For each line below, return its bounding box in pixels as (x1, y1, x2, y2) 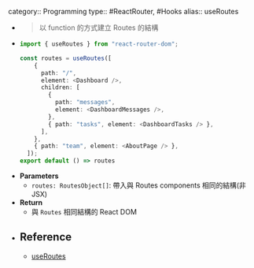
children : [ (40, 84, 80, 91)
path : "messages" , (54, 99, 116, 106)
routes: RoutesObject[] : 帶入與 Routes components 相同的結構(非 (31, 181, 246, 190)
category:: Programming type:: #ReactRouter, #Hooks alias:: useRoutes (8, 7, 239, 16)
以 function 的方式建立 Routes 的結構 (39, 23, 159, 32)
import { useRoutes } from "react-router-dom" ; (19, 40, 179, 48)
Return (19, 198, 43, 207)
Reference (19, 230, 72, 244)
